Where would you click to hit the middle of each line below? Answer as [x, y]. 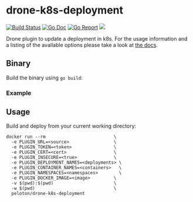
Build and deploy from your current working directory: [71, 126]
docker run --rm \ [61, 137]
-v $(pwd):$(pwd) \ [64, 183]
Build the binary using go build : [45, 78]
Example [19, 93]
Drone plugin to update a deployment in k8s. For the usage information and [97, 38]
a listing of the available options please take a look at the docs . [82, 45]
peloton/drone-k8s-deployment [48, 194]
